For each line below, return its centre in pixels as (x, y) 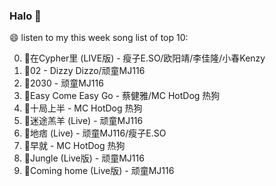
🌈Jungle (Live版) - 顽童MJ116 (84, 158)
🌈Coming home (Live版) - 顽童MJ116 (99, 171)
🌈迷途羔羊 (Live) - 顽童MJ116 (83, 121)
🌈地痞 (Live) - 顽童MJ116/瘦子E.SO (95, 133)
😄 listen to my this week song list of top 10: (99, 38)
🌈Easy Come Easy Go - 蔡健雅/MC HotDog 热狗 (122, 96)
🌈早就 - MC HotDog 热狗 (74, 146)
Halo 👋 (25, 16)
